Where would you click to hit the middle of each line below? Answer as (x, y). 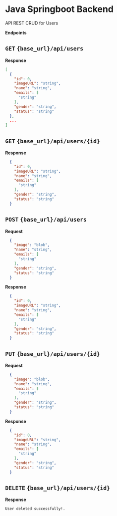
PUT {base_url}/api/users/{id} (53, 354)
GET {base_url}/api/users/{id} (53, 141)
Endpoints (16, 32)
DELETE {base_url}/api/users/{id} (58, 488)
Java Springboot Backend (59, 9)
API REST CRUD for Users (32, 23)
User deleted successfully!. (35, 509)
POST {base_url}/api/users (46, 220)
